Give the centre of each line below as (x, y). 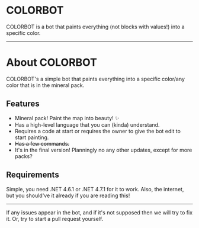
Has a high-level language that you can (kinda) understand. (87, 124)
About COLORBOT (52, 62)
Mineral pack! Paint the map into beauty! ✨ (67, 118)
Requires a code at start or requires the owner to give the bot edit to (97, 131)
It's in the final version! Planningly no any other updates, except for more (103, 150)
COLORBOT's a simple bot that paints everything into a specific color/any (96, 79)
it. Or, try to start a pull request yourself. (55, 219)
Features (23, 104)
